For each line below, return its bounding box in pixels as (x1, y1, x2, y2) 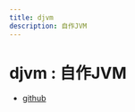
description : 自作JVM (9, 22, 88, 30)
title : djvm (9, 13, 54, 22)
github (21, 93, 46, 104)
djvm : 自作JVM (9, 63, 127, 83)
